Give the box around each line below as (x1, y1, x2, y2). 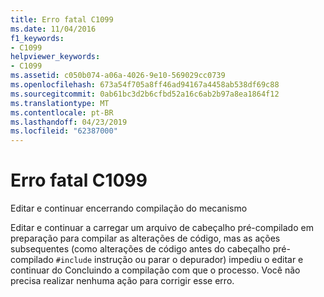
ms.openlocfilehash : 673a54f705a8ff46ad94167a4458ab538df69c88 (10, 80, 280, 90)
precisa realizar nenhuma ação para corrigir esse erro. (10, 275, 235, 287)
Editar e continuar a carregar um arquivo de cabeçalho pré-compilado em (10, 222, 314, 234)
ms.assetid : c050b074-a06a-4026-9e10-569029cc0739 (10, 71, 226, 81)
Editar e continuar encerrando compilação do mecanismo (10, 202, 248, 215)
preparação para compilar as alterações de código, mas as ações (10, 232, 281, 245)
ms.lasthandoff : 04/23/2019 (10, 117, 128, 127)
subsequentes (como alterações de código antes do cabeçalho (10, 243, 271, 255)
